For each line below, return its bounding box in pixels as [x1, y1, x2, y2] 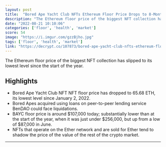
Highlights [5, 77, 38, 85]
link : [5, 44, 16, 49]
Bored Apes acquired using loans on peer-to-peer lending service [12, 101, 147, 107]
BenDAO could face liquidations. [12, 106, 78, 111]
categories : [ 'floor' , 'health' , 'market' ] [5, 26, 96, 31]
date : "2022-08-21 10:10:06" [5, 21, 65, 26]
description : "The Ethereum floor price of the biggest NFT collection [5, 16, 156, 21]
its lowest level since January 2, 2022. [12, 95, 90, 101]
